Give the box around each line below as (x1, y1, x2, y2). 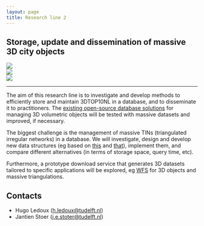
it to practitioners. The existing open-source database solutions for (6, 104, 174, 112)
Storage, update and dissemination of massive (6, 37, 186, 47)
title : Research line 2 (6, 15, 67, 21)
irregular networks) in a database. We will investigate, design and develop (6, 136, 191, 143)
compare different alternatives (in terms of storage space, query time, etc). (6, 148, 194, 156)
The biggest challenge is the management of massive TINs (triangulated (6, 129, 187, 136)
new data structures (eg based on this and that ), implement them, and (6, 142, 181, 149)
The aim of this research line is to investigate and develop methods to (6, 91, 180, 99)
